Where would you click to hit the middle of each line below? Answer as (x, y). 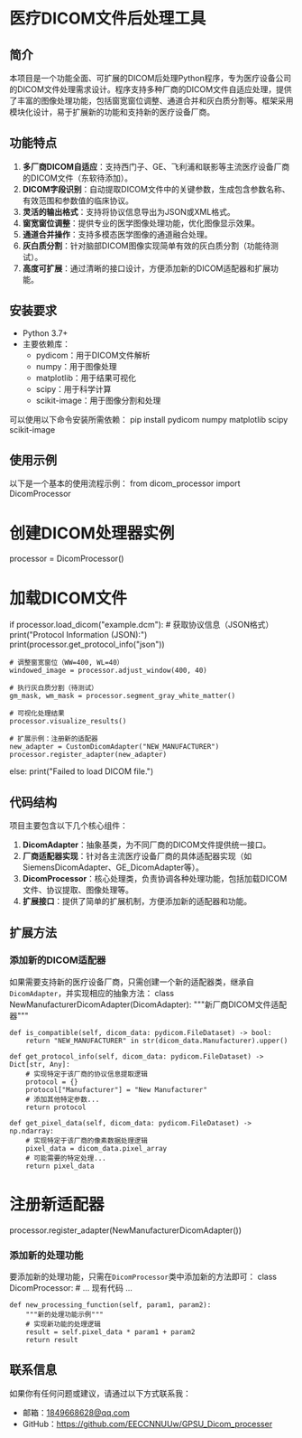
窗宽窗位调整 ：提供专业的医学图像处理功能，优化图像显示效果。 (141, 223)
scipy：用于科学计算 (73, 388)
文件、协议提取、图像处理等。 (78, 890)
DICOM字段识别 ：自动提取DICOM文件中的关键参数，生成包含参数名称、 (156, 189)
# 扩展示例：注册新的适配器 (54, 739)
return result (52, 1340)
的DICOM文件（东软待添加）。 (78, 178)
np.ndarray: (32, 1131)
